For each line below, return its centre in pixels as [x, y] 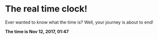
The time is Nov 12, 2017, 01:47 [37, 31]
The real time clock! [46, 9]
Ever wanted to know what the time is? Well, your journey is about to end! [79, 22]
